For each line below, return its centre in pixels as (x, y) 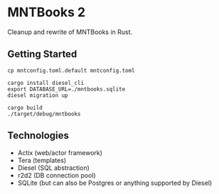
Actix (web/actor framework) (60, 152)
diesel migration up (38, 95)
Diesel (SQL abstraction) (54, 168)
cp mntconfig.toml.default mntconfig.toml (71, 70)
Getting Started (42, 54)
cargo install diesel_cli (46, 83)
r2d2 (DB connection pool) (57, 175)
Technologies (38, 136)
